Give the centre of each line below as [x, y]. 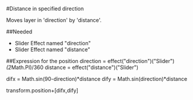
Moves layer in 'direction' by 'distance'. [54, 20]
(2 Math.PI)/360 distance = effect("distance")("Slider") [72, 67]
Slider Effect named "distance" [52, 49]
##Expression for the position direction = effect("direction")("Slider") [91, 61]
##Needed [19, 32]
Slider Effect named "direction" [53, 43]
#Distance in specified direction [45, 9]
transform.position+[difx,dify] [42, 90]
